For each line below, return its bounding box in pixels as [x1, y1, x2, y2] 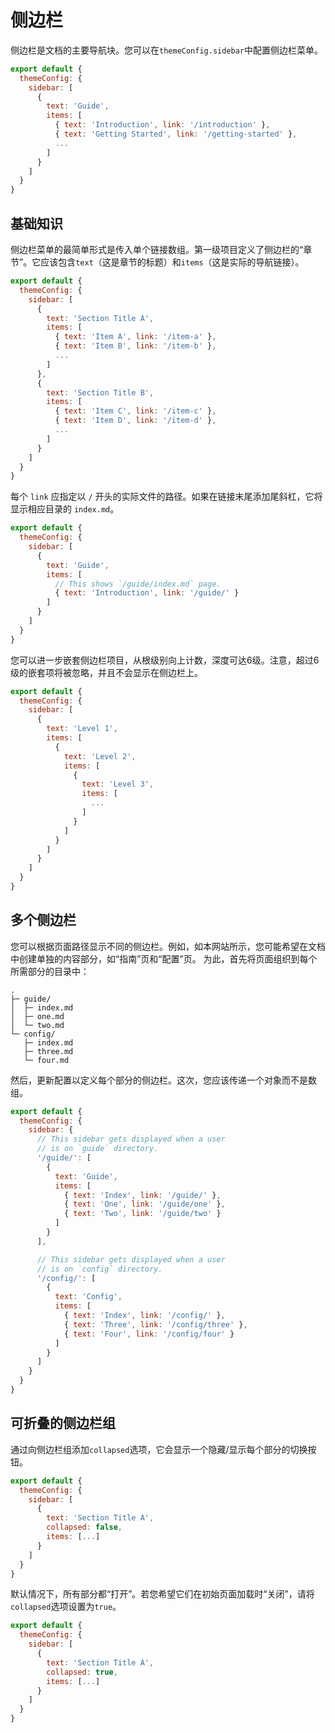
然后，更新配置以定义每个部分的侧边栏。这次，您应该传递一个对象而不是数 [10, 1074, 317, 1086]
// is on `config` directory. [36, 1264, 163, 1274]
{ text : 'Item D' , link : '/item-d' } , [54, 416, 217, 426]
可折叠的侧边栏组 [10, 1415, 116, 1432]
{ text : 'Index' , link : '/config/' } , [63, 1311, 226, 1321]
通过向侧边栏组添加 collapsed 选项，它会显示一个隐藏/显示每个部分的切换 [10, 1443, 308, 1455]
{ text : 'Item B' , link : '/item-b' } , [54, 341, 217, 351]
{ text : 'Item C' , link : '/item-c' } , [54, 406, 217, 416]
